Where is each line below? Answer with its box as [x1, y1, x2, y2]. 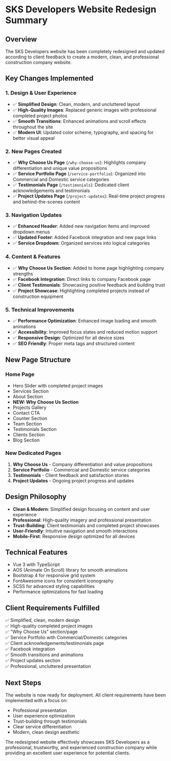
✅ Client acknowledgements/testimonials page [5, 640, 104, 646]
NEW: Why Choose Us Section [12, 399, 79, 405]
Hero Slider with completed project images [12, 382, 103, 388]
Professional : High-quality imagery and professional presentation [12, 517, 152, 523]
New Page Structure [5, 356, 71, 364]
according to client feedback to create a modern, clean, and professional [5, 54, 159, 60]
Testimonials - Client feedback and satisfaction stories [12, 472, 130, 478]
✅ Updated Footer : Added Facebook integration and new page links [12, 234, 157, 241]
